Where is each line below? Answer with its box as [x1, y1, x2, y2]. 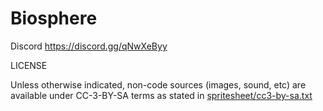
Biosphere [10, 7, 98, 30]
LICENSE [10, 59, 48, 71]
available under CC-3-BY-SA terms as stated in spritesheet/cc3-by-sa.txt [10, 89, 313, 101]
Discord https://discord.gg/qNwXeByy [10, 40, 168, 52]
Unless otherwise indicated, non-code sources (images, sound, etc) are [10, 78, 307, 91]
